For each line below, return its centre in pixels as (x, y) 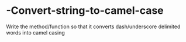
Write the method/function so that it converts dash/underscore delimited (93, 26)
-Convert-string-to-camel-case (85, 11)
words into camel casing (36, 32)
